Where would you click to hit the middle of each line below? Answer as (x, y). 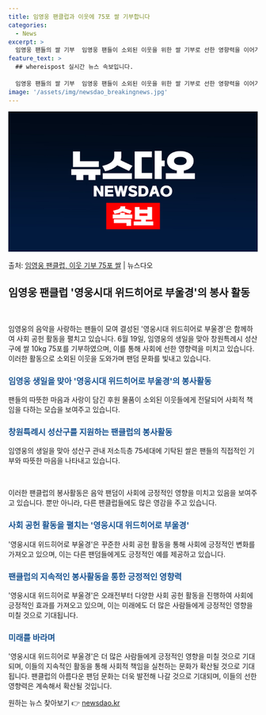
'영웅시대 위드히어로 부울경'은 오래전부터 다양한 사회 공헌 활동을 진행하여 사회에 (131, 595)
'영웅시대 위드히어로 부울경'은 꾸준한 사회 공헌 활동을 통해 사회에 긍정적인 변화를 (132, 544)
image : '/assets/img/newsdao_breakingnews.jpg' (88, 92)
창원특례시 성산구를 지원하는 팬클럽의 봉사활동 (90, 432)
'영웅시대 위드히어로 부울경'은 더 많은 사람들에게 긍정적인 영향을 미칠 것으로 (124, 656)
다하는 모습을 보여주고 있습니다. (71, 410)
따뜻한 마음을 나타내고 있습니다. (71, 461)
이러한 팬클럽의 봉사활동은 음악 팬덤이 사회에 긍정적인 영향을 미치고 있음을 (122, 493)
